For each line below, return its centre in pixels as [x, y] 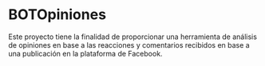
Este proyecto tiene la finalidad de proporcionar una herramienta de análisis [133, 37]
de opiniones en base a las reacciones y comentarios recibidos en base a [129, 45]
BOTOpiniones [57, 15]
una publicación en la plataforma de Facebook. [85, 53]
